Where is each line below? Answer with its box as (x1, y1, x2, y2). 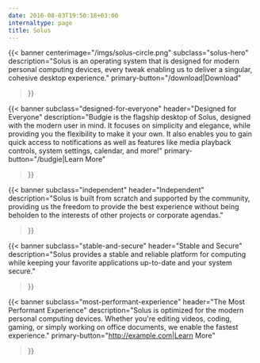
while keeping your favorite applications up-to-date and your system (8, 258, 232, 268)
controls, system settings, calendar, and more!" (8, 146, 162, 155)
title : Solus (8, 26, 52, 34)
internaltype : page (8, 19, 73, 27)
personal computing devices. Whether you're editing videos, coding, (8, 314, 232, 323)
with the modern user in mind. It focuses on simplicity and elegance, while (8, 120, 251, 131)
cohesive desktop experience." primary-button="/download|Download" (8, 73, 242, 83)
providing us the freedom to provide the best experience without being (8, 202, 239, 212)
